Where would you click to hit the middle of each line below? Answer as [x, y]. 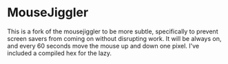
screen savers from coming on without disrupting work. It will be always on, [114, 38]
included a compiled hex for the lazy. [60, 53]
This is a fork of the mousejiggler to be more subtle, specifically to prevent [113, 31]
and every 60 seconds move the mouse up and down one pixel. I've [103, 46]
